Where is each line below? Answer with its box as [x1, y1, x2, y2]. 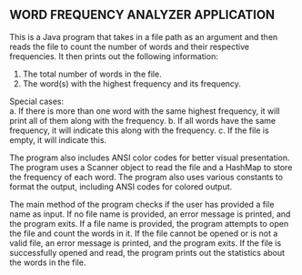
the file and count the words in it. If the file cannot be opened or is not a [9, 228, 278, 239]
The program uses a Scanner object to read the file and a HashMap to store [9, 161, 293, 172]
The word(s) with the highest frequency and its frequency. [22, 77, 241, 89]
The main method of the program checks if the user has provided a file [9, 199, 275, 209]
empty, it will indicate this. [9, 134, 107, 145]
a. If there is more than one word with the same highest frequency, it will [9, 105, 280, 117]
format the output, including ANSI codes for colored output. [9, 181, 233, 192]
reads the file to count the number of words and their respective [9, 41, 250, 52]
